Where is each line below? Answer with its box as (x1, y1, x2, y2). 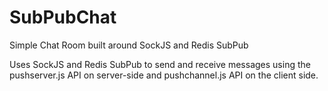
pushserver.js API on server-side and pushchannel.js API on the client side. (9, 69, 319, 81)
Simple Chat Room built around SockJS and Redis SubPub (9, 39, 249, 51)
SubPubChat (9, 6, 117, 29)
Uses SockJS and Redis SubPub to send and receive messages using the (9, 58, 311, 70)
